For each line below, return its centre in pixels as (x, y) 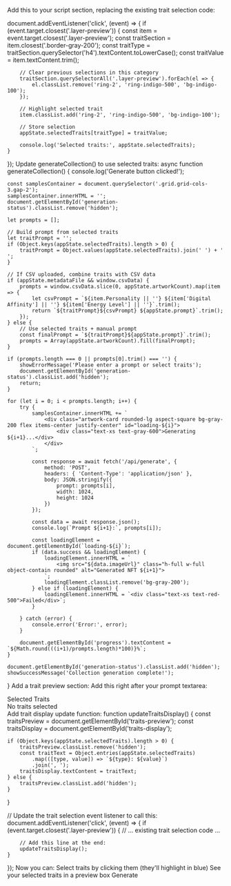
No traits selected (32, 706)
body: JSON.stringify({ (78, 480)
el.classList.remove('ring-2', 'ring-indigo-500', (106, 85)
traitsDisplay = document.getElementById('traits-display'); (90, 728)
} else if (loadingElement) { (75, 589)
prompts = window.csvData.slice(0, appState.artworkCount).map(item (120, 286)
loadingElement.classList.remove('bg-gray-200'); (117, 582)
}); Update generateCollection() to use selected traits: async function (105, 164)
